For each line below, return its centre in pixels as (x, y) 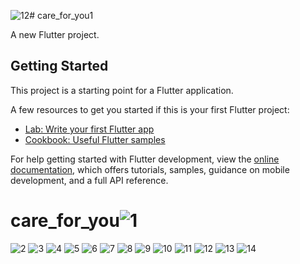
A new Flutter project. (55, 34)
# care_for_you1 (61, 15)
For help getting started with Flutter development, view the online (145, 159)
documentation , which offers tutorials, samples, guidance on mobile (150, 169)
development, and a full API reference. (89, 180)
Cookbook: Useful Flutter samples (95, 139)
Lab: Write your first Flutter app (89, 129)
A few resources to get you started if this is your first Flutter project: (150, 109)
